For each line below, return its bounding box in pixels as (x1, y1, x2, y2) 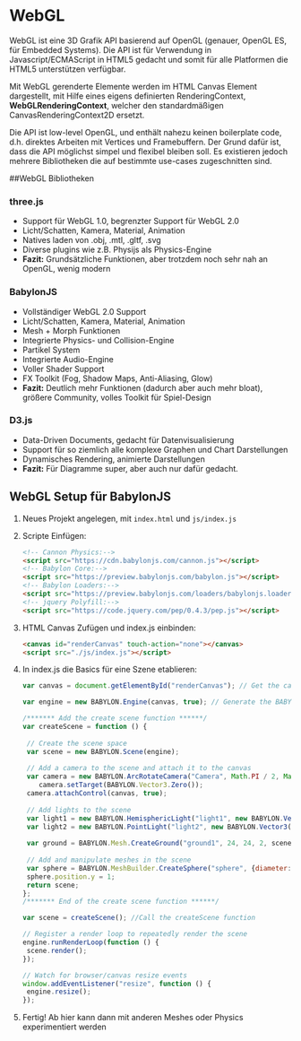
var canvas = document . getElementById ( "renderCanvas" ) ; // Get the (21, 681, 280, 690)
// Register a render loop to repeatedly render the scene (21, 930, 248, 939)
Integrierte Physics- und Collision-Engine (21, 334, 175, 345)
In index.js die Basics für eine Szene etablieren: (21, 664, 197, 675)
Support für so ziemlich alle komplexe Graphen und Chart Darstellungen (21, 444, 288, 455)
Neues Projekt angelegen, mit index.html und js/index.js (21, 513, 237, 524)
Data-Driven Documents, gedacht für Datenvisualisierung (21, 434, 235, 445)
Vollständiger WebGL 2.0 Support (21, 306, 146, 317)
